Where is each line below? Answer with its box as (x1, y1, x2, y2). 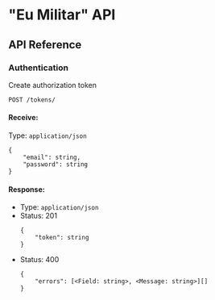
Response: (8, 184, 46, 194)
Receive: (8, 113, 39, 123)
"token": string (35, 234, 89, 242)
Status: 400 (19, 255, 60, 265)
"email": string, (23, 153, 81, 162)
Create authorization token (8, 80, 97, 90)
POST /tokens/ (8, 95, 56, 104)
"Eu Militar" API (8, 6, 116, 24)
